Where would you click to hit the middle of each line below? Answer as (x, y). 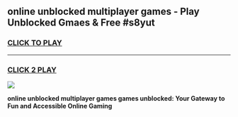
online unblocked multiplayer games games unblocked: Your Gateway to (116, 98)
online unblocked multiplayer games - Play (103, 12)
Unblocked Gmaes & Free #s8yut (81, 23)
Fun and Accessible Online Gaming (60, 106)
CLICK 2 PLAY (32, 69)
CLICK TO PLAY (35, 43)
